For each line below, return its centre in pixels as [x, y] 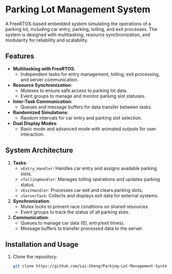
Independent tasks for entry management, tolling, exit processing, [90, 74]
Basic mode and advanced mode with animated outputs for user [88, 129]
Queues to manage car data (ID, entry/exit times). [72, 223]
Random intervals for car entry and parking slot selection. [81, 118]
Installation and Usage [42, 244]
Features [20, 56]
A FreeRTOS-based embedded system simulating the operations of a [78, 24]
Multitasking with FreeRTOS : [44, 68]
